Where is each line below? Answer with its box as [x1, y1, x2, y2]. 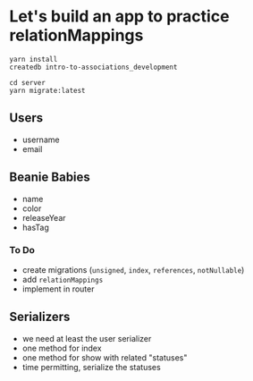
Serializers [9, 309, 71, 325]
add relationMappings [21, 274, 104, 284]
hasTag [21, 222, 49, 233]
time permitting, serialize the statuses [21, 361, 161, 372]
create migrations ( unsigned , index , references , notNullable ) [21, 264, 245, 275]
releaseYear [21, 212, 66, 223]
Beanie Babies [9, 170, 91, 185]
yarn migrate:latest [9, 86, 87, 95]
